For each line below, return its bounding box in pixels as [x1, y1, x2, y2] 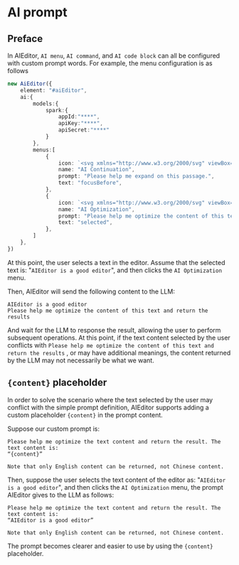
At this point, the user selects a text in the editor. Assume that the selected [7, 258, 225, 267]
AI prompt [7, 4, 68, 21]
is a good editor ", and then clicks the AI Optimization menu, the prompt [7, 483, 224, 491]
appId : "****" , [58, 113, 100, 121]
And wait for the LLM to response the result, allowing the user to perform [7, 325, 221, 334]
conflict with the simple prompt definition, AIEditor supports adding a [7, 403, 210, 411]
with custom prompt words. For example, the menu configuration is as [7, 59, 213, 68]
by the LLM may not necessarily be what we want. [7, 356, 154, 365]
